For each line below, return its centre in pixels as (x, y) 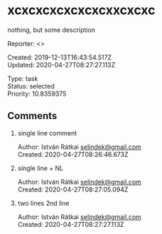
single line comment (47, 133)
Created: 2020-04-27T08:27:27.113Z (71, 224)
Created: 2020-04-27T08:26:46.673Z (73, 154)
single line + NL (40, 168)
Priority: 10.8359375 (37, 94)
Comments (32, 116)
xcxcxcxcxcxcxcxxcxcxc (81, 10)
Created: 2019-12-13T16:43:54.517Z (60, 57)
